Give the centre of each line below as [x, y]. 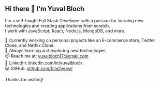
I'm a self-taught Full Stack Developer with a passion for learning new [74, 20]
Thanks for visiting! [24, 79]
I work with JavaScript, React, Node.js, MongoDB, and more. [65, 31]
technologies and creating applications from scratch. [58, 26]
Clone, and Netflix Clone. [30, 45]
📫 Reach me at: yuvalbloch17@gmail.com [47, 56]
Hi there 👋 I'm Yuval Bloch [45, 9]
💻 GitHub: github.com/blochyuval [39, 68]
